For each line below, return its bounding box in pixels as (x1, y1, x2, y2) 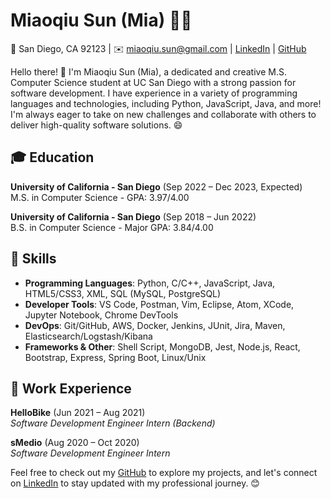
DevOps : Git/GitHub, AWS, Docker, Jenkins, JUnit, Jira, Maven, (24, 319, 286, 331)
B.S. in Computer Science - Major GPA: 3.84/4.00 (10, 221, 214, 233)
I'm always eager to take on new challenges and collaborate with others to (10, 108, 317, 120)
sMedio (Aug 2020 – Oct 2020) (10, 437, 140, 449)
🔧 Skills (10, 250, 57, 268)
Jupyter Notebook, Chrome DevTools (24, 309, 179, 321)
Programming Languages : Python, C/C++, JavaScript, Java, (24, 277, 276, 289)
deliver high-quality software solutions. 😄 (10, 119, 183, 131)
